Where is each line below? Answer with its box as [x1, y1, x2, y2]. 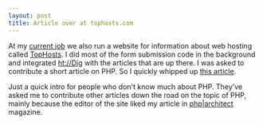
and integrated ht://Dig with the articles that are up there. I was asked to [8, 57, 245, 68]
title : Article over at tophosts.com [8, 19, 134, 27]
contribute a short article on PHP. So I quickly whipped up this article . [8, 66, 237, 76]
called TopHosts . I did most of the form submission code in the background [8, 49, 256, 59]
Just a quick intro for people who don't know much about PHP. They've [8, 81, 243, 92]
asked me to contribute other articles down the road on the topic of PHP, [8, 90, 247, 100]
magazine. [8, 107, 43, 116]
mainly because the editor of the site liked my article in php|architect [8, 99, 234, 108]
